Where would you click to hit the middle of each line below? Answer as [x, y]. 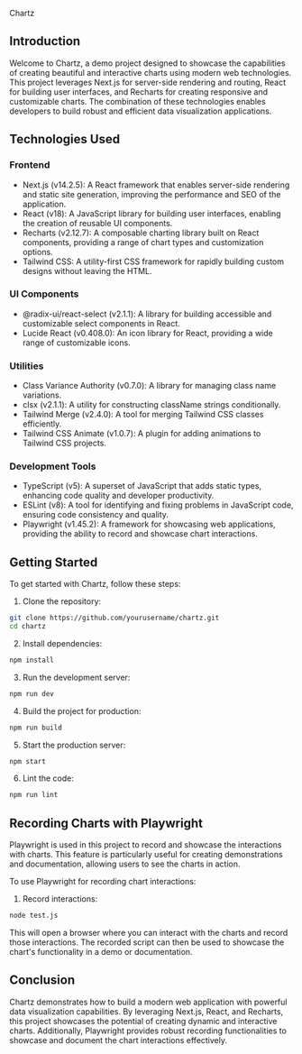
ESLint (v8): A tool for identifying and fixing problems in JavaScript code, [158, 505]
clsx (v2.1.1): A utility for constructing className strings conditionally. [151, 405]
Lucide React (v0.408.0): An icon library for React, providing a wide [147, 333]
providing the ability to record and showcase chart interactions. [140, 534]
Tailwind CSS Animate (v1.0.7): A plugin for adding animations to [142, 434]
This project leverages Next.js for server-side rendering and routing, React [148, 82]
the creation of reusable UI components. [97, 223]
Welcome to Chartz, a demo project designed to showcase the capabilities [147, 63]
